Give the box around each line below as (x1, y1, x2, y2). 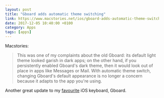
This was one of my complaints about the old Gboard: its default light (17, 52, 156, 58)
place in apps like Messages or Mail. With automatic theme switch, (17, 68, 151, 73)
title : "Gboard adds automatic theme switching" (5, 12, 106, 16)
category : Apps (5, 25, 36, 30)
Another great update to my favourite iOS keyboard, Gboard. (5, 88, 127, 93)
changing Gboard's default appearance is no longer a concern (17, 73, 143, 79)
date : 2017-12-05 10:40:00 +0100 (5, 20, 73, 26)
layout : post (5, 7, 32, 12)
